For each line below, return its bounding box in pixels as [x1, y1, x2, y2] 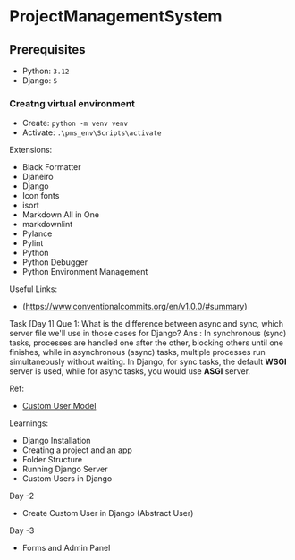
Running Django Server [21, 463, 109, 475]
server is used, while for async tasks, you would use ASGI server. [9, 366, 251, 377]
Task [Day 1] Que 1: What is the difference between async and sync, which [9, 318, 284, 329]
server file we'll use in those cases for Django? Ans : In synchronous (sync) [9, 328, 287, 339]
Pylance [21, 228, 53, 239]
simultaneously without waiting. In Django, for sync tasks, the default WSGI [9, 356, 287, 368]
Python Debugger [21, 257, 88, 267]
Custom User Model [21, 401, 97, 412]
